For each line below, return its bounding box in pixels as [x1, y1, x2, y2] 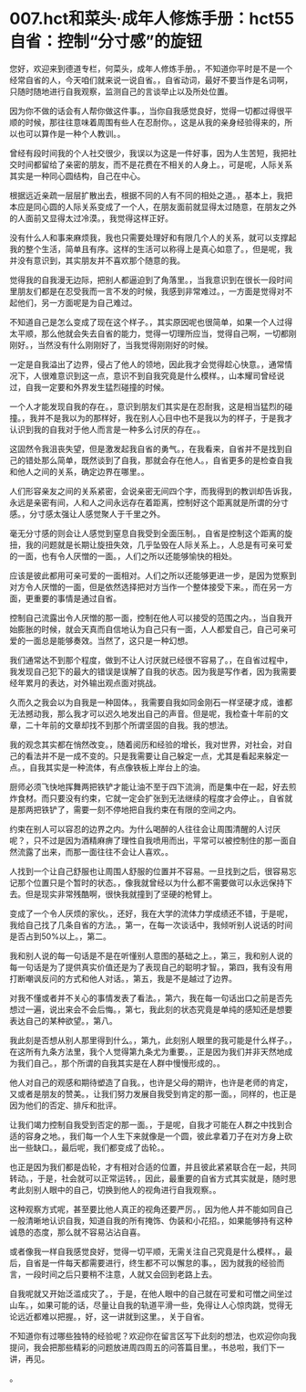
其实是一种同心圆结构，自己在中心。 [9, 170, 146, 181]
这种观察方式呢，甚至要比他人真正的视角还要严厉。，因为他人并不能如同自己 [9, 1203, 293, 1215]
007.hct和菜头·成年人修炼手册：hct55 [9, 8, 294, 29]
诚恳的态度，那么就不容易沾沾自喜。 [9, 1226, 146, 1238]
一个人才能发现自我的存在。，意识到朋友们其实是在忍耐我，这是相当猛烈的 [9, 401, 285, 412]
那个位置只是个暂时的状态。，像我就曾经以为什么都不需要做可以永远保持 [16, 877, 285, 888]
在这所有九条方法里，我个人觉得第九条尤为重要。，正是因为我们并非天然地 [9, 1046, 285, 1057]
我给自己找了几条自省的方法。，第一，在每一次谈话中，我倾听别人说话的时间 [9, 919, 293, 930]
